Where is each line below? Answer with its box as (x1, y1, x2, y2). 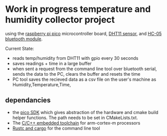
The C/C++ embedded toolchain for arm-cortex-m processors (12, 120, 141, 126)
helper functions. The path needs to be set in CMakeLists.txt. (12, 115, 138, 121)
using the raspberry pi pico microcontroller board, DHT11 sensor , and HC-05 (5, 30, 162, 36)
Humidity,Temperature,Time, (12, 81, 71, 88)
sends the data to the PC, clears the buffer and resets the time (12, 71, 141, 77)
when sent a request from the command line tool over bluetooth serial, (12, 66, 157, 72)
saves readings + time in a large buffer (12, 60, 92, 66)
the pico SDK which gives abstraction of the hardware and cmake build (12, 109, 159, 115)
